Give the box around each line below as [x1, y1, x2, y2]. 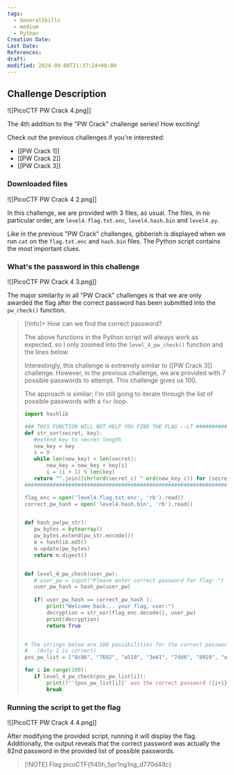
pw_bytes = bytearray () [33, 526, 103, 533]
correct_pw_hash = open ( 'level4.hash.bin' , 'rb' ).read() [24, 500, 194, 508]
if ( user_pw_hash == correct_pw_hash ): [33, 596, 153, 603]
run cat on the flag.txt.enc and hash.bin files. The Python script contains [7, 236, 221, 245]
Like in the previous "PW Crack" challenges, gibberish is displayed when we [7, 230, 226, 238]
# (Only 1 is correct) [24, 647, 97, 654]
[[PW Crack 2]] [17, 154, 61, 163]
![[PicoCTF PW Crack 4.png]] [7, 106, 92, 115]
